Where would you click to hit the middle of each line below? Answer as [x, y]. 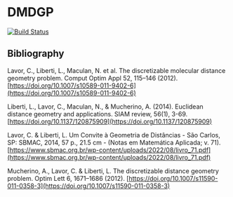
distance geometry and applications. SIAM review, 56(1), [89, 114]
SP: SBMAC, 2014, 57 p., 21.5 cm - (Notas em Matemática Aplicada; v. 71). [114, 142]
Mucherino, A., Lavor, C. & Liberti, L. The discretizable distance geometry [113, 171]
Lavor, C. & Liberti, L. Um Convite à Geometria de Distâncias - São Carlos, [114, 135]
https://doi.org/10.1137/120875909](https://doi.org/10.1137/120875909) [111, 121]
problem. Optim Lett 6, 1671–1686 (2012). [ [68, 178]
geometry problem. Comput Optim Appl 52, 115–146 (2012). [93, 78]
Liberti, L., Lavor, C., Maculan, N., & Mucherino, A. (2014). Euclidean [105, 107]
